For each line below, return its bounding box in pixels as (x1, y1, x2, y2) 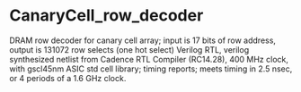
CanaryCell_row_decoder (9, 5, 204, 26)
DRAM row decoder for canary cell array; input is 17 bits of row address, (9, 35, 277, 46)
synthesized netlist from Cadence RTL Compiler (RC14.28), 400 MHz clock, (9, 54, 289, 64)
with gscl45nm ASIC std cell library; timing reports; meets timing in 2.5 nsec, (9, 63, 293, 74)
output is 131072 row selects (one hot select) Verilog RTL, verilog (9, 44, 250, 54)
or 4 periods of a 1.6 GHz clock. (9, 72, 127, 83)
